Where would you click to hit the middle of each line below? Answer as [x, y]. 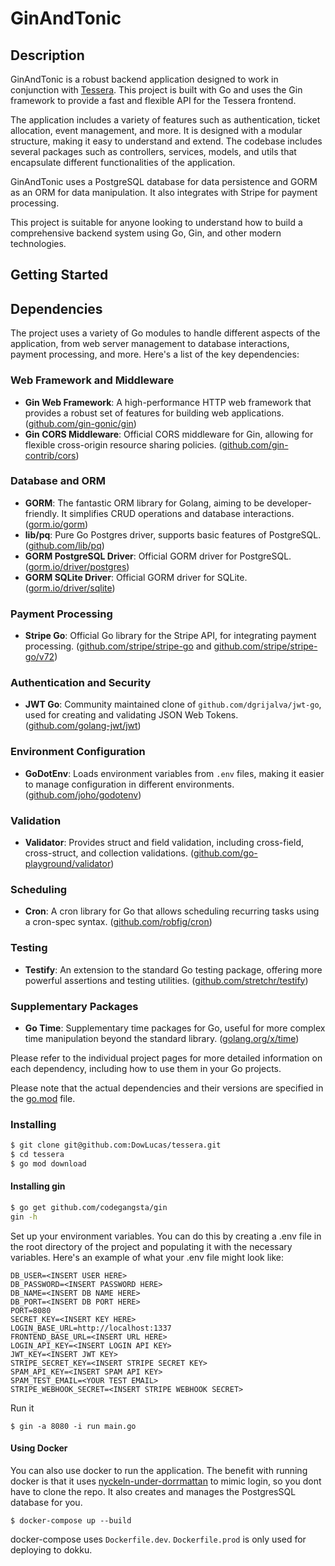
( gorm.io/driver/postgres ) [77, 566]
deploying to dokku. [51, 1549]
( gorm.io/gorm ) [56, 524]
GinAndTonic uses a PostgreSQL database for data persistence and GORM [164, 181]
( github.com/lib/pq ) [64, 545]
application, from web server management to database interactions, [150, 344]
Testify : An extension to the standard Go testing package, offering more [173, 969]
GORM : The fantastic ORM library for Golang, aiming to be [144, 503]
